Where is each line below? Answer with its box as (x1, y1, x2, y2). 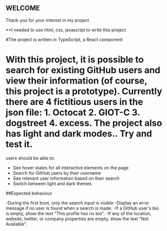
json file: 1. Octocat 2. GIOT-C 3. (5, 107, 140, 118)
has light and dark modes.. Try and (5, 128, 152, 139)
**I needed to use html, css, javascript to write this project (5, 27, 126, 33)
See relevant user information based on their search (12, 175, 120, 181)
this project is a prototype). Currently (5, 86, 163, 97)
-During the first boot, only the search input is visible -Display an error (5, 200, 150, 206)
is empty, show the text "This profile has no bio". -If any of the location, (5, 210, 152, 216)
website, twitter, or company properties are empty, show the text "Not (5, 216, 149, 222)
